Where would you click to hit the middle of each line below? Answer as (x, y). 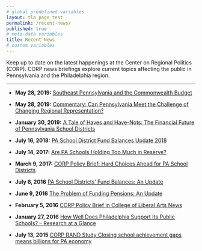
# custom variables (31, 46)
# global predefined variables (45, 12)
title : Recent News (31, 40)
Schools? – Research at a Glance (55, 223)
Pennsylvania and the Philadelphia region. (58, 75)
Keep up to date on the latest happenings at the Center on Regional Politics (99, 62)
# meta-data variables (35, 34)
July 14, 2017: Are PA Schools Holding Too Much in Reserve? (90, 152)
